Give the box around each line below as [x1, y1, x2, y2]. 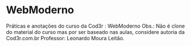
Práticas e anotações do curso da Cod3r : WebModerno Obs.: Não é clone [6, 22, 185, 29]
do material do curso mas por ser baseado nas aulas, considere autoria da [6, 28, 185, 35]
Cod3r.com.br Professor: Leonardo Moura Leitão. [6, 34, 124, 41]
